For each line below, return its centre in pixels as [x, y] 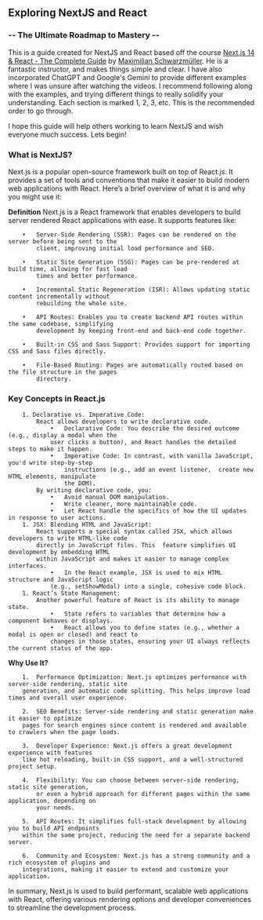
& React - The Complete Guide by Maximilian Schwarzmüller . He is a [118, 60]
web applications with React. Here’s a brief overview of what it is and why [127, 188]
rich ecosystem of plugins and [59, 863]
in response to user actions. [58, 518]
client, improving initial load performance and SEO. [126, 248]
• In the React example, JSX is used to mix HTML [136, 573]
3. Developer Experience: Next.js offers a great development [128, 746]
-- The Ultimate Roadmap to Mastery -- [84, 35]
